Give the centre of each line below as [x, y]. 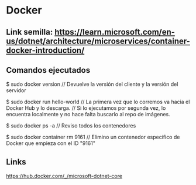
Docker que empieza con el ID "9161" [51, 143]
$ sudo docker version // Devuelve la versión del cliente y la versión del [92, 84]
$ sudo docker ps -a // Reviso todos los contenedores [71, 126]
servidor [16, 90]
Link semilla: [30, 32]
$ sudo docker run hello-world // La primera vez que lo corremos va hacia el [98, 102]
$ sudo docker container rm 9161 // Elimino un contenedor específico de [93, 137]
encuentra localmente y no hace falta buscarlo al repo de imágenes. [88, 115]
